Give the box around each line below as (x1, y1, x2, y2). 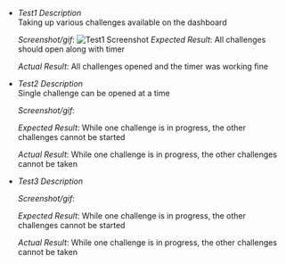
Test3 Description (17, 176, 83, 186)
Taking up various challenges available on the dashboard (17, 17, 227, 28)
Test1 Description (17, 8, 82, 18)
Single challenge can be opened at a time (17, 88, 171, 98)
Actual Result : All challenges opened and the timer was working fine (17, 62, 269, 71)
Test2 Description (17, 78, 83, 88)
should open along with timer (17, 44, 126, 54)
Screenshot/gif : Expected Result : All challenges (17, 35, 266, 45)
